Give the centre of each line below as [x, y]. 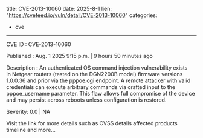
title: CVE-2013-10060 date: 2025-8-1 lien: [59, 9]
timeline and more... [31, 130]
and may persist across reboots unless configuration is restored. [86, 100]
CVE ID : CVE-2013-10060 [39, 44]
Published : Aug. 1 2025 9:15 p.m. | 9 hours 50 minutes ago [79, 56]
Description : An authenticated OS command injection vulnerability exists [97, 68]
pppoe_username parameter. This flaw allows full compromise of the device [101, 94]
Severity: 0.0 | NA [28, 112]
